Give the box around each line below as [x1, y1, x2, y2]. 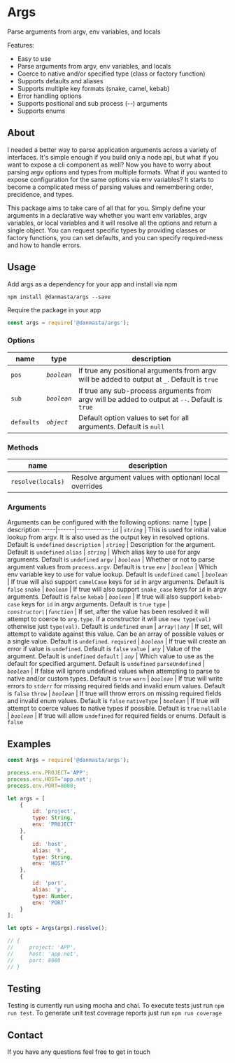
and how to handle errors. [7, 241, 82, 249]
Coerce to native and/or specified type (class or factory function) [17, 69, 206, 78]
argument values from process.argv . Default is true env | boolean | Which [7, 563, 218, 571]
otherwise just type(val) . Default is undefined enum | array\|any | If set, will [7, 623, 222, 631]
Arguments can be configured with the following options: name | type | [7, 518, 211, 527]
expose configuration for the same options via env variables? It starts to [7, 175, 215, 183]
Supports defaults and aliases [17, 76, 104, 85]
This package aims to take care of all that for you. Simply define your [7, 204, 206, 212]
